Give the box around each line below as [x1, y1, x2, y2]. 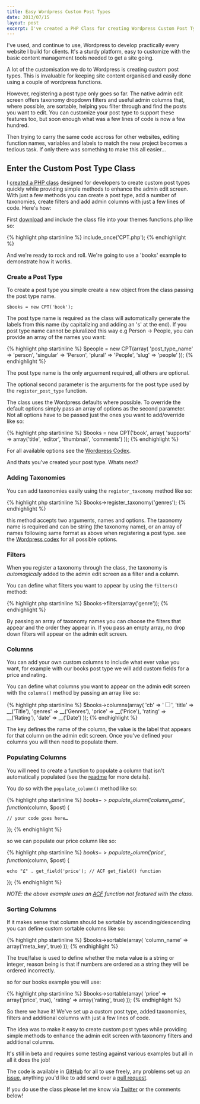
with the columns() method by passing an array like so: [7, 689, 141, 696]
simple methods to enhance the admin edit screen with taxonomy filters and [7, 1032, 192, 1040]
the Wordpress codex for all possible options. [7, 536, 118, 543]
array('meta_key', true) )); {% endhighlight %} [7, 943, 119, 950]
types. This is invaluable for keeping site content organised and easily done [7, 72, 192, 79]
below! [7, 1092, 23, 1099]
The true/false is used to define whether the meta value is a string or [7, 954, 174, 962]
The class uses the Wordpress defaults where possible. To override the [7, 399, 181, 406]
